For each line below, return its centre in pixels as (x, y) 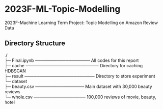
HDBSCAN (15, 71)
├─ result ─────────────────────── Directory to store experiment (80, 76)
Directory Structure (35, 43)
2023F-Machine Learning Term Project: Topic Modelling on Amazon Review (81, 23)
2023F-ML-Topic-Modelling (63, 9)
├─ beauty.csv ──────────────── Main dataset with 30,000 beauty (79, 86)
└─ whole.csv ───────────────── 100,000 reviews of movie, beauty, (81, 97)
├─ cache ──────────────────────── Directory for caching (74, 65)
